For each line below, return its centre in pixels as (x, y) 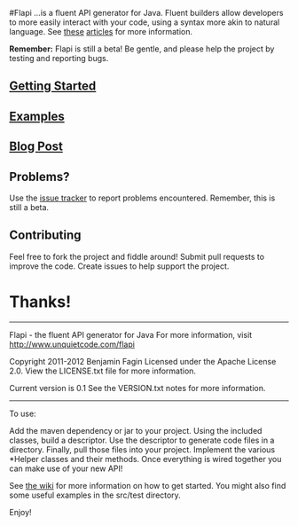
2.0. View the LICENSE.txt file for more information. (103, 371)
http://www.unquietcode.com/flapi (72, 344)
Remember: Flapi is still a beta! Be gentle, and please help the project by (142, 49)
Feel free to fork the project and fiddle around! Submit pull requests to (137, 256)
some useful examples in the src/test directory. (95, 495)
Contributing (45, 236)
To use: (23, 413)
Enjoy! (21, 512)
